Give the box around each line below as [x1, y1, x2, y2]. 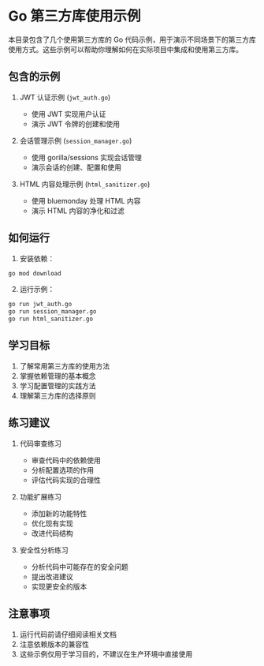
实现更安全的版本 [31, 582, 87, 591]
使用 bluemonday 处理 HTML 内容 [31, 196, 141, 205]
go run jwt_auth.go [8, 301, 73, 309]
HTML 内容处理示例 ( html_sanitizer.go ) [19, 179, 151, 189]
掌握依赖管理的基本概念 [19, 371, 96, 380]
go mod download [8, 269, 61, 277]
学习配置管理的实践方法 [19, 380, 96, 391]
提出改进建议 [31, 571, 73, 581]
